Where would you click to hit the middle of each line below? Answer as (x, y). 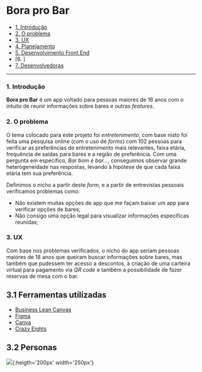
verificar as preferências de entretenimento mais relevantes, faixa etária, (96, 147)
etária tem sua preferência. (40, 173)
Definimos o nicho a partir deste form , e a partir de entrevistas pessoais (95, 184)
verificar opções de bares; (48, 209)
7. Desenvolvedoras (39, 65)
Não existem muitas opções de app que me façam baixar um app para (102, 203)
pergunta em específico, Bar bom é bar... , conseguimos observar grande (97, 160)
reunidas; (26, 222)
